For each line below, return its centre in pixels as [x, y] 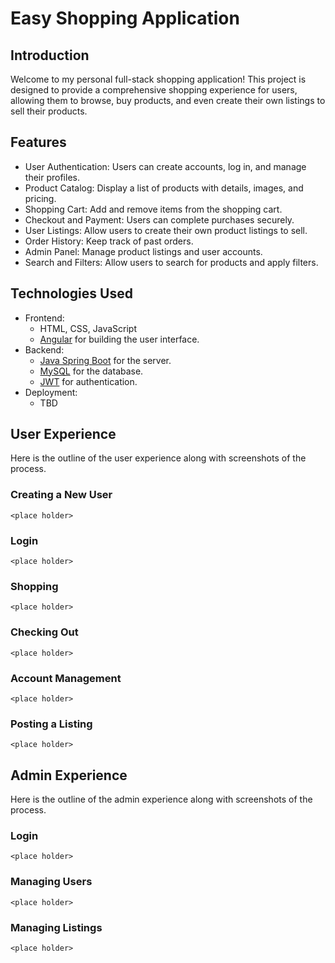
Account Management [66, 678]
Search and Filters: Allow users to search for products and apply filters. [171, 262]
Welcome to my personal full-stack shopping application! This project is [158, 79]
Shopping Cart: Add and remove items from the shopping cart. [153, 209]
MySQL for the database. [91, 371]
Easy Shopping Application [125, 18]
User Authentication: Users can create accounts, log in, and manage [165, 166]
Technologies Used [71, 293]
